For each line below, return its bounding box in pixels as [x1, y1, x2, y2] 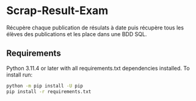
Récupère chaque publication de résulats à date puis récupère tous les [6, 24, 184, 31]
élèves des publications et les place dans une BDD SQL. [6, 30, 147, 37]
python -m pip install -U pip [6, 83, 84, 89]
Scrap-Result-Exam [6, 4, 109, 18]
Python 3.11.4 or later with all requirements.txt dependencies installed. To [6, 64, 191, 72]
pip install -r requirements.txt [6, 88, 92, 95]
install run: [6, 71, 33, 78]
